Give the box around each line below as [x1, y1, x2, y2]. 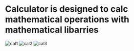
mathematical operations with [5, 14, 130, 25]
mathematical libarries [5, 25, 99, 35]
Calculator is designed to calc [5, 3, 128, 15]
